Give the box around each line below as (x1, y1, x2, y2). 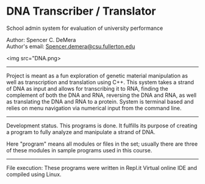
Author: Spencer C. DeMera (6, 36, 76, 43)
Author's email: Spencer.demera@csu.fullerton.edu (6, 43, 135, 50)
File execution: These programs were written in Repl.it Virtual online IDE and (6, 164, 197, 171)
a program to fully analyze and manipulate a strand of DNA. (6, 128, 156, 135)
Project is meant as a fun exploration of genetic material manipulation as (6, 72, 188, 79)
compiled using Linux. (6, 171, 62, 178)
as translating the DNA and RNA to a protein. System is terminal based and (6, 97, 194, 105)
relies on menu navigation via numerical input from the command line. (6, 104, 182, 111)
